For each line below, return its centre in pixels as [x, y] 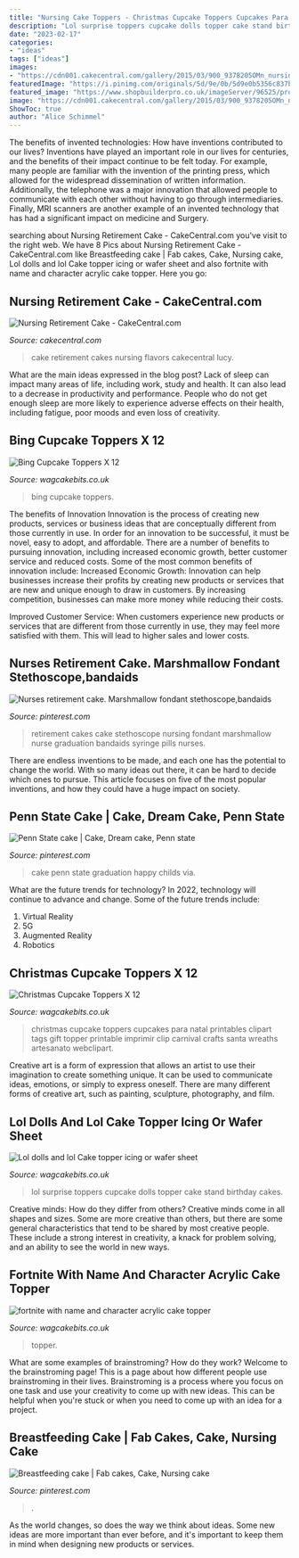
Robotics [38, 945]
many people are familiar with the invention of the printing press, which [139, 171]
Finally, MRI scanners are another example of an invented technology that [144, 209]
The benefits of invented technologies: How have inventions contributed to [146, 143]
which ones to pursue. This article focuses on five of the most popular [138, 779]
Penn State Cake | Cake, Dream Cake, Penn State [147, 816]
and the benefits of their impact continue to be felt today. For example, [139, 161]
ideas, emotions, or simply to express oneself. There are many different [140, 1084]
